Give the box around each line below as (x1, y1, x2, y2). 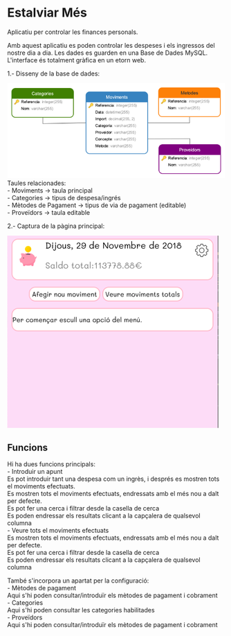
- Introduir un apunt (7, 468, 63, 476)
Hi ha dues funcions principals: (7, 460, 95, 468)
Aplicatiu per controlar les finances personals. (7, 28, 138, 36)
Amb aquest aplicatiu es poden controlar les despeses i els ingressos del (7, 41, 216, 49)
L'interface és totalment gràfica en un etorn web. (7, 55, 147, 64)
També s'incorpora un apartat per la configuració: (7, 576, 149, 585)
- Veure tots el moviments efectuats (7, 527, 109, 535)
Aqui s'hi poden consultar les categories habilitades (7, 606, 155, 615)
